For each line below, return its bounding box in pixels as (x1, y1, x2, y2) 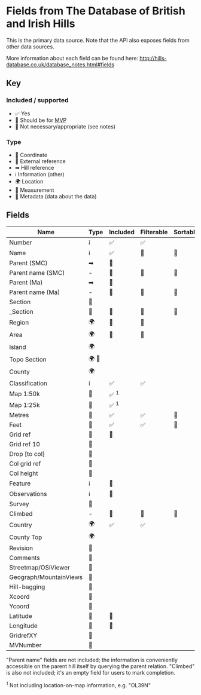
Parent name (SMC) (9, 268, 65, 277)
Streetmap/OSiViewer (9, 564, 71, 572)
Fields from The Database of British (6, 4, 185, 18)
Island (9, 343, 26, 351)
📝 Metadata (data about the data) (14, 192, 97, 200)
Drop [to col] (9, 450, 45, 458)
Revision (9, 544, 33, 552)
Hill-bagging (9, 583, 45, 591)
